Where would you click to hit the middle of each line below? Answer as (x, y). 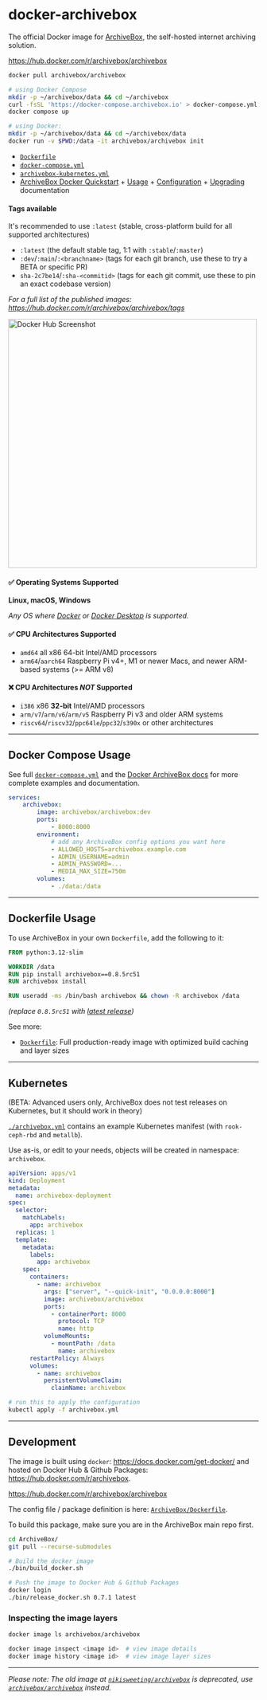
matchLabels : (44, 1218)
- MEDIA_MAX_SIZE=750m (88, 872)
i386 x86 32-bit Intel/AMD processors (82, 705)
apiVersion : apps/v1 (43, 1173)
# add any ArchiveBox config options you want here (138, 842)
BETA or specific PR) (54, 267)
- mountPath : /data (83, 1344)
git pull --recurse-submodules (60, 1547)
